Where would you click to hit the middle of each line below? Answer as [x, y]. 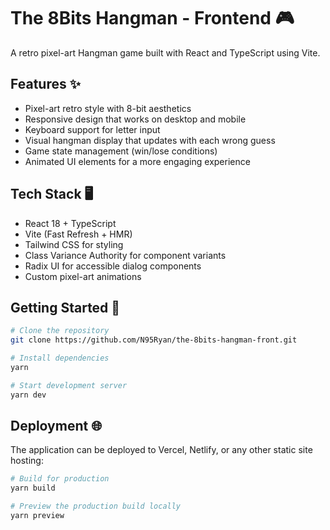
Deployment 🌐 [56, 426]
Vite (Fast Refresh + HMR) [78, 234]
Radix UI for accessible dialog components [113, 266]
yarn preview [37, 516]
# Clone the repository [60, 331]
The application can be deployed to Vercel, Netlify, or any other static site [161, 450]
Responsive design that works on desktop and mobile [135, 119]
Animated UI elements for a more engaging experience [137, 161]
